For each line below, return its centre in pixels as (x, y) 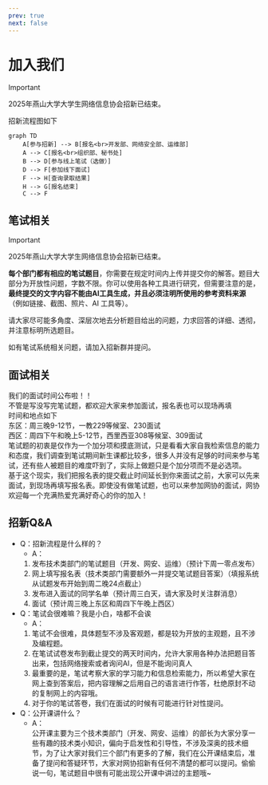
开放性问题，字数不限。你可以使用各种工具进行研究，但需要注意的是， (144, 283)
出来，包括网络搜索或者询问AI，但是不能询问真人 (112, 663)
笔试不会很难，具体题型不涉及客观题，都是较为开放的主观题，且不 (140, 633)
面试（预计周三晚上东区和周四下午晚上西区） (105, 603)
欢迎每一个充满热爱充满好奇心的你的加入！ (78, 495)
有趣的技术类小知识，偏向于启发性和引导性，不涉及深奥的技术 (140, 743)
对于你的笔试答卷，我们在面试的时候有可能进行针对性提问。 (130, 703)
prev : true (26, 16)
